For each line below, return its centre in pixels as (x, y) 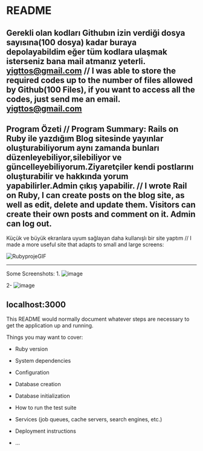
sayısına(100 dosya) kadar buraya (72, 42)
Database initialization (43, 396)
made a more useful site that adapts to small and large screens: (85, 245)
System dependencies (43, 361)
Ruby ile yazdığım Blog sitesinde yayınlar (85, 138)
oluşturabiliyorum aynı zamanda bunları (83, 148)
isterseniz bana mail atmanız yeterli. (76, 61)
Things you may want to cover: (45, 337)
